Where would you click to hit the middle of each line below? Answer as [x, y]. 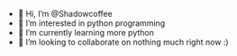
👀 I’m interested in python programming [91, 23]
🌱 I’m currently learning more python [86, 32]
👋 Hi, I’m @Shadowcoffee [65, 14]
